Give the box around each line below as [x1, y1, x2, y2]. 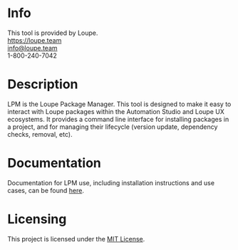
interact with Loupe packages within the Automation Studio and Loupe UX [7, 107, 224, 115]
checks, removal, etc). [7, 130, 73, 138]
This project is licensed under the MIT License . [7, 234, 145, 243]
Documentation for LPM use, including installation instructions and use [7, 178, 215, 187]
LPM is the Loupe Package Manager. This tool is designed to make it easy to [7, 100, 232, 108]
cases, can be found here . [7, 186, 84, 194]
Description [7, 76, 78, 93]
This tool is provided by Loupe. [7, 28, 98, 37]
